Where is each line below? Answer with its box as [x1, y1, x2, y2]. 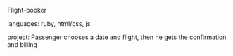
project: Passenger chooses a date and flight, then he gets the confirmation [7, 33, 227, 41]
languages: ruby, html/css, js [7, 20, 91, 27]
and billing [7, 41, 37, 48]
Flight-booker [7, 6, 47, 14]
